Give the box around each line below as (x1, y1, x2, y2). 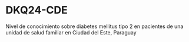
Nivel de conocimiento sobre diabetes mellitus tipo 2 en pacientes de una (5, 23, 184, 30)
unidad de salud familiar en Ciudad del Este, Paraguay (5, 29, 137, 36)
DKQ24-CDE (5, 3, 68, 17)
